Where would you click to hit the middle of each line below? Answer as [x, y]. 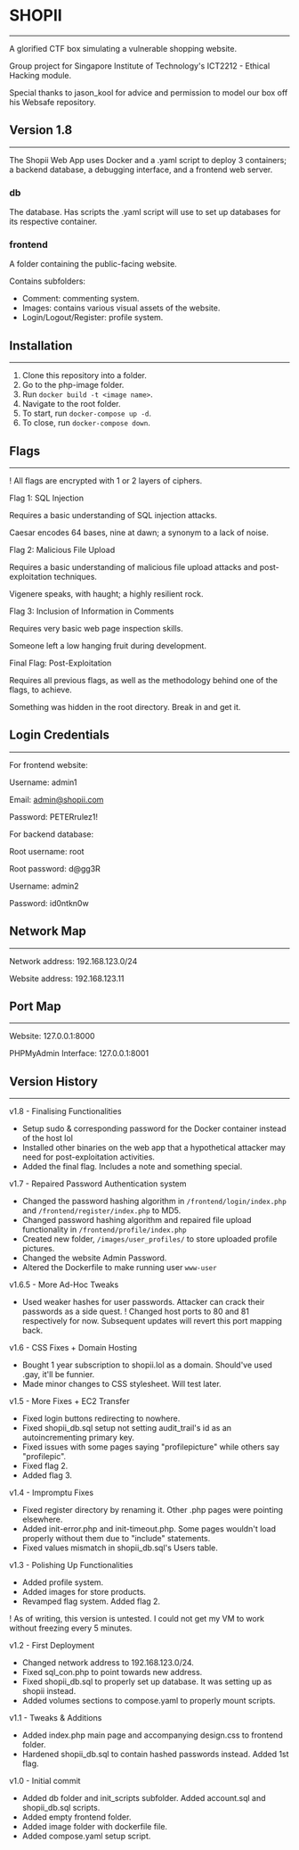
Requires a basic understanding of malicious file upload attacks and [133, 566]
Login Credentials [59, 735]
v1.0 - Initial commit [45, 1781]
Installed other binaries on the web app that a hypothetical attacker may [154, 1148]
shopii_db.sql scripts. [61, 1808]
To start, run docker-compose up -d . [87, 413]
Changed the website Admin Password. [94, 1258]
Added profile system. [63, 1582]
